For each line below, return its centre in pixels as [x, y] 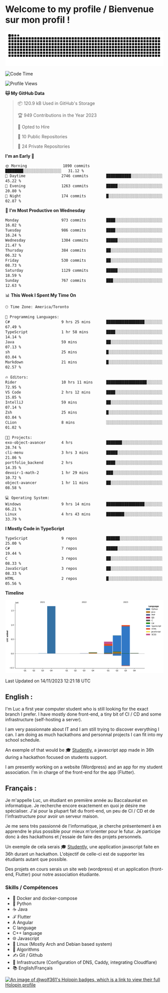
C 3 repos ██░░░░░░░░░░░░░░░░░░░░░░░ [84, 558]
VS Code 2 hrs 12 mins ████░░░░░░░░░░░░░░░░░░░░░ [84, 392]
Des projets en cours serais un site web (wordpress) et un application [77, 869]
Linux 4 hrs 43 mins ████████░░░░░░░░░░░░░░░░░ [84, 514]
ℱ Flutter [22, 917]
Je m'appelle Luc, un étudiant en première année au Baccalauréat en [76, 801]
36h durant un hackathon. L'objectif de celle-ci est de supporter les [75, 854]
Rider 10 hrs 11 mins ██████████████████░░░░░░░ [84, 382]
